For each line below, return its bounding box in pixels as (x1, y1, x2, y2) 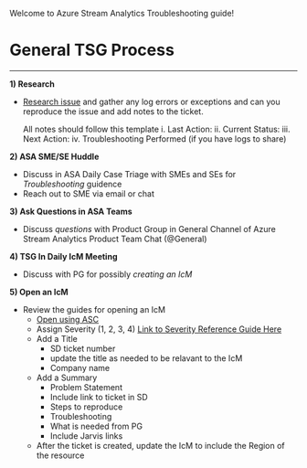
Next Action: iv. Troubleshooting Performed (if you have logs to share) (22, 133, 287, 144)
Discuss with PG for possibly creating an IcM (22, 269, 193, 280)
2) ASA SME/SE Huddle (9, 151, 100, 162)
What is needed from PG (49, 420, 143, 431)
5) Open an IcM (9, 286, 69, 297)
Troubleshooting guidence (22, 178, 122, 189)
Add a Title (36, 333, 78, 344)
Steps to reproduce (49, 401, 123, 412)
